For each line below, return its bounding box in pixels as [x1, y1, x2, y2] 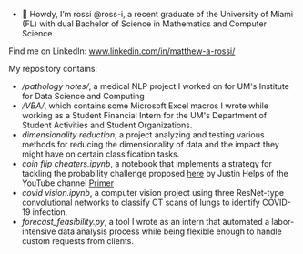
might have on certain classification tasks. [21, 148, 180, 159]
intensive [21, 226, 56, 237]
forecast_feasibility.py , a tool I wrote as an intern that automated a [21, 217, 270, 227]
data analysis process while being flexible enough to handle [57, 226, 283, 237]
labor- [271, 217, 295, 227]
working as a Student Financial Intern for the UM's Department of [21, 110, 268, 120]
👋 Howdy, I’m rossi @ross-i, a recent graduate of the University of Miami [21, 9, 293, 19]
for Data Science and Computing [21, 91, 145, 101]
